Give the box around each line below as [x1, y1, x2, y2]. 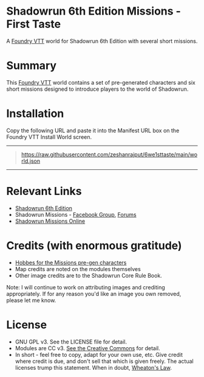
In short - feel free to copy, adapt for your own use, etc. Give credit [15, 351, 183, 358]
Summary [6, 59, 56, 72]
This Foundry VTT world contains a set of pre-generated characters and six [6, 79, 195, 86]
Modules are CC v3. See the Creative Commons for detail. [15, 344, 161, 351]
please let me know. [6, 297, 56, 304]
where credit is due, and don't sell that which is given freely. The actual [15, 358, 194, 365]
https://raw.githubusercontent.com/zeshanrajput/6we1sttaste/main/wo [21, 150, 198, 158]
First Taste [6, 17, 61, 31]
